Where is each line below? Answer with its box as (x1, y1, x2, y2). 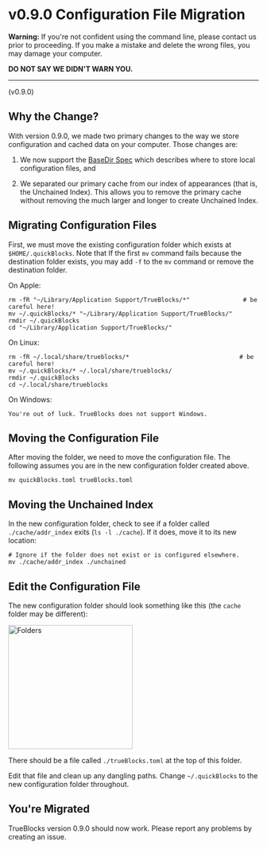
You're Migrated (8, 802, 90, 816)
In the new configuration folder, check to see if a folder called (8, 519, 210, 529)
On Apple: (8, 280, 41, 290)
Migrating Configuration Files (8, 218, 157, 232)
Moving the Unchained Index (8, 498, 153, 511)
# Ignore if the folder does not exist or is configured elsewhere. (8, 551, 240, 559)
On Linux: (8, 338, 40, 347)
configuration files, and (19, 163, 96, 172)
